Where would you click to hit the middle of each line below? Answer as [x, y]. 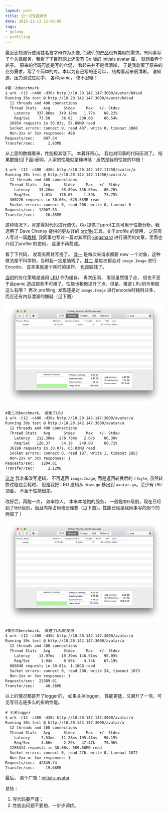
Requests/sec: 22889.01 [31, 681]
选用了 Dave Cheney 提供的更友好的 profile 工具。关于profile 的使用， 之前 [81, 231]
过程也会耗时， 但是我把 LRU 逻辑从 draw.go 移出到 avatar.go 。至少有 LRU [86, 485]
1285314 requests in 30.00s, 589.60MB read [56, 748]
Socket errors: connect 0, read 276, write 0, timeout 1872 [74, 753]
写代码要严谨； [28, 799]
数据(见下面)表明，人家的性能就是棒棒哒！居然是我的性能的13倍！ [77, 160]
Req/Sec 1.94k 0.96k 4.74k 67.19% [66, 661]
